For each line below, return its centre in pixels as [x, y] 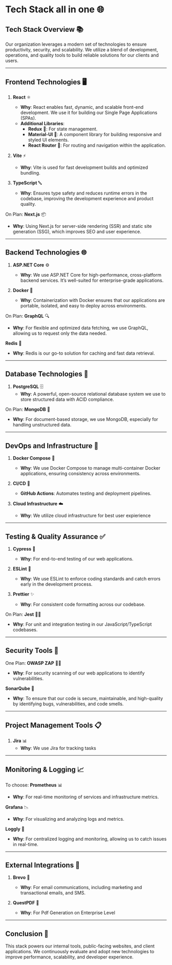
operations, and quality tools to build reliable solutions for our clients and [82, 55]
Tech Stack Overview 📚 [44, 29]
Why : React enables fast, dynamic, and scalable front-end [82, 107]
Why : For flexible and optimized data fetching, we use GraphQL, [80, 327]
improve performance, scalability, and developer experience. [70, 957]
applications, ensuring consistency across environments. [80, 474]
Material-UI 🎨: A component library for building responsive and [95, 134]
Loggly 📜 [15, 829]
